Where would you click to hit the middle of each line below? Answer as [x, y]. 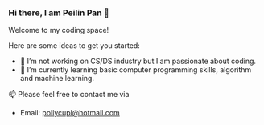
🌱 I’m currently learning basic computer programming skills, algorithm [136, 70]
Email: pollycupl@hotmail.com [70, 113]
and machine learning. [57, 79]
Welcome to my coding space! [59, 30]
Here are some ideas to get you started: [74, 46]
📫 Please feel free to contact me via [69, 95]
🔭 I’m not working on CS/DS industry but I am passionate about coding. [138, 61]
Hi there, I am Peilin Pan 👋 [59, 13]
